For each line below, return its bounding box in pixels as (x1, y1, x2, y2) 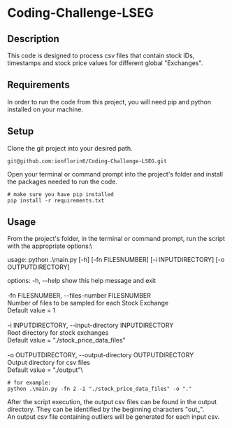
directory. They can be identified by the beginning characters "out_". (7, 405, 205, 414)
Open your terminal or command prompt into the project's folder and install (7, 170, 224, 178)
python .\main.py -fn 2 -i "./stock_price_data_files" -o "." (7, 385, 192, 393)
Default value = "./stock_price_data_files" (7, 336, 126, 345)
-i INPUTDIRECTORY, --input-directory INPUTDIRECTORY (7, 321, 174, 330)
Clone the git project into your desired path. (7, 144, 133, 152)
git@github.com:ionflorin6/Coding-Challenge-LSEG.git (7, 158, 168, 165)
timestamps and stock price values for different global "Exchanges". (7, 59, 203, 67)
